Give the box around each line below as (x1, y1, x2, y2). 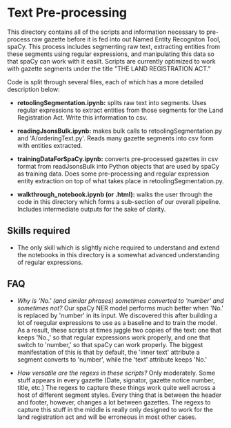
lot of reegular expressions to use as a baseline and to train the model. (17, 318, 218, 326)
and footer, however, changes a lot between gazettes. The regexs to (17, 398, 211, 406)
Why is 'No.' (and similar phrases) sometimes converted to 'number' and (17, 296, 224, 305)
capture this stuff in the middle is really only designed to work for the (17, 405, 214, 413)
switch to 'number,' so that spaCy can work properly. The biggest (17, 340, 203, 348)
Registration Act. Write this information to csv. (17, 113, 148, 122)
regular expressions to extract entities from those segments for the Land (17, 106, 223, 114)
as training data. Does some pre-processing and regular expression (17, 169, 210, 178)
